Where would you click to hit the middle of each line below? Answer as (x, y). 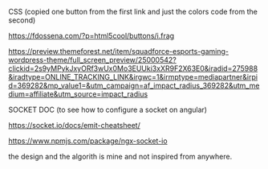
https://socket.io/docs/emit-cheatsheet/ (74, 125)
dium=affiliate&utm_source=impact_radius (78, 94)
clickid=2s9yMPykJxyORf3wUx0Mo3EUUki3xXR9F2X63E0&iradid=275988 (133, 68)
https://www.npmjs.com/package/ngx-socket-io (88, 141)
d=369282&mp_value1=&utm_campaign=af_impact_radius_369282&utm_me (134, 85)
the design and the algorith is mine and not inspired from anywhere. (120, 157)
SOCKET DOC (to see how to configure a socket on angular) (108, 109)
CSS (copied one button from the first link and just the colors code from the (133, 12)
